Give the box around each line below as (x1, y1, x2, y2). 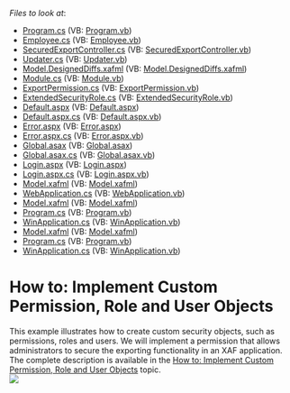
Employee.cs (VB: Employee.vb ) (22, 35, 141, 45)
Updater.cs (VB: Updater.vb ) (22, 54, 128, 64)
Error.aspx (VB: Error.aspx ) (22, 121, 122, 132)
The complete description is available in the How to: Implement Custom (9, 354, 275, 365)
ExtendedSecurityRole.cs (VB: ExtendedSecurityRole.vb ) (22, 92, 234, 103)
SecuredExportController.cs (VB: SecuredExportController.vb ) (22, 44, 252, 55)
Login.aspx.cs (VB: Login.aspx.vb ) (22, 169, 150, 179)
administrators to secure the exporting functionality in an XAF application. (9, 344, 283, 355)
